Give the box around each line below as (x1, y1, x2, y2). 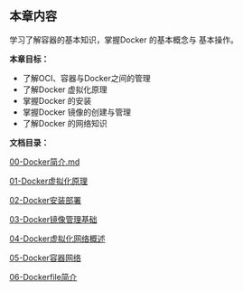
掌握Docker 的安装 (22, 95, 92, 106)
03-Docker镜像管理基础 (9, 213, 98, 224)
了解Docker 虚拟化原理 (22, 84, 108, 95)
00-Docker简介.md (9, 156, 80, 167)
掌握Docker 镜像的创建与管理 (22, 107, 132, 117)
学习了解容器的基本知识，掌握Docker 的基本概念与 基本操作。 (9, 34, 239, 45)
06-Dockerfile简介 (9, 271, 78, 282)
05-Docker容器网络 (9, 252, 81, 263)
